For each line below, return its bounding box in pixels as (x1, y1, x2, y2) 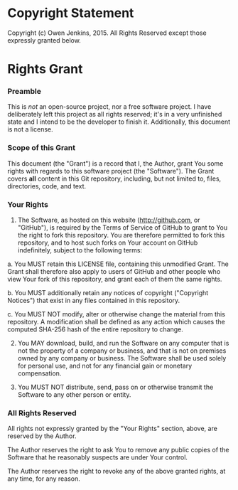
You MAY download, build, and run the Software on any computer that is (17, 339, 229, 348)
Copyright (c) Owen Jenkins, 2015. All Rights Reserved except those (7, 28, 207, 37)
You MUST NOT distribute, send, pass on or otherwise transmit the (17, 383, 214, 392)
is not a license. (7, 125, 53, 134)
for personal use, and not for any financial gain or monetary (17, 361, 193, 371)
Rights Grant (7, 61, 83, 78)
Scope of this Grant (7, 143, 76, 153)
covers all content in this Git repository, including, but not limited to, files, (7, 174, 222, 183)
